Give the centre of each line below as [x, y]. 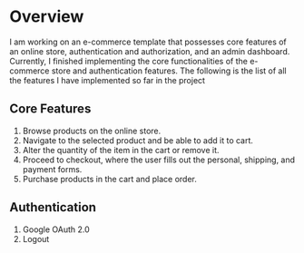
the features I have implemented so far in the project [108, 80]
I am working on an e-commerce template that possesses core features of [148, 42]
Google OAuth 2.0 [56, 229]
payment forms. [52, 169]
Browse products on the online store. [92, 131]
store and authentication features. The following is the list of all [169, 71]
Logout [36, 238]
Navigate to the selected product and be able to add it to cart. [138, 140]
